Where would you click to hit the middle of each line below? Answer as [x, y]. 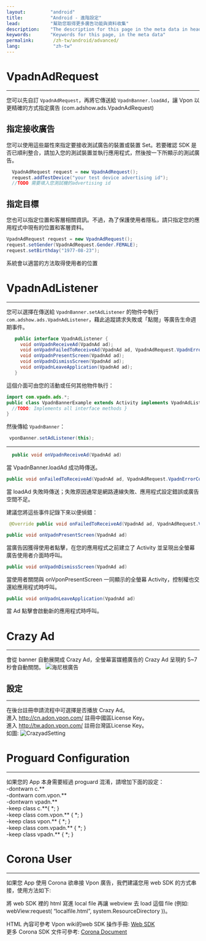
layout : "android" [41, 12]
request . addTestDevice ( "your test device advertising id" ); [90, 178]
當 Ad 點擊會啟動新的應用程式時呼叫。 [55, 611]
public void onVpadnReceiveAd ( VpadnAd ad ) [67, 455]
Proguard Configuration [68, 759]
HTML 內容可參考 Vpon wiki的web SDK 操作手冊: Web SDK [81, 924]
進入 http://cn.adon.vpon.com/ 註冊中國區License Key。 [77, 718]
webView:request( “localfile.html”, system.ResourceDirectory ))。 [89, 911]
